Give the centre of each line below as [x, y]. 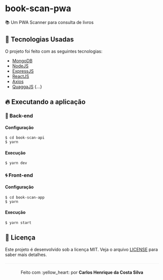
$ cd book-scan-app [25, 197]
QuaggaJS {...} [27, 86]
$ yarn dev [16, 163]
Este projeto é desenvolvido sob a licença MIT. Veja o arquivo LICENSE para [81, 249]
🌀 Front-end [19, 175]
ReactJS [20, 76]
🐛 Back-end [19, 116]
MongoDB [22, 60]
